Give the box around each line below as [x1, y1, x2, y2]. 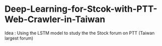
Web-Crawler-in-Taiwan [4, 14, 106, 25]
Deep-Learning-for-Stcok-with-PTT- [4, 3, 158, 15]
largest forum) [4, 35, 34, 41]
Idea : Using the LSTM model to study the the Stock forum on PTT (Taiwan [4, 30, 155, 36]
